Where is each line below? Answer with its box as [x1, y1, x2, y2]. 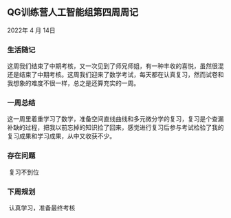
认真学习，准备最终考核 [8, 204, 76, 212]
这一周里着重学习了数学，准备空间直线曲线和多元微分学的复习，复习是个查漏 [7, 115, 224, 123]
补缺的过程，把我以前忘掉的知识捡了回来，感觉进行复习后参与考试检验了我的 [7, 123, 224, 132]
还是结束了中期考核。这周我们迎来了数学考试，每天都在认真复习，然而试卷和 [7, 71, 224, 79]
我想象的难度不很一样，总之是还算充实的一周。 [7, 79, 140, 87]
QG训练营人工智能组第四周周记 [7, 6, 139, 19]
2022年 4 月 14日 [7, 26, 56, 34]
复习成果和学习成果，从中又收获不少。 [7, 132, 115, 140]
